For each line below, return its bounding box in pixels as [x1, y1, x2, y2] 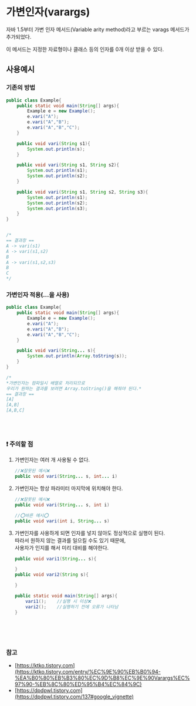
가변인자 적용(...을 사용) [6, 290, 69, 299]
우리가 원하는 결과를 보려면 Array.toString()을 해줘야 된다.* [6, 386, 142, 391]
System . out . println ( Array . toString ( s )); [27, 353, 127, 359]
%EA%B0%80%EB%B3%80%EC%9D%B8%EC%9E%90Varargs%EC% [14, 674, 190, 681]
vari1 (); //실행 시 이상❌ [25, 598, 91, 604]
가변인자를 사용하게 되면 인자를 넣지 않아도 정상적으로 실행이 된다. [14, 529, 165, 536]
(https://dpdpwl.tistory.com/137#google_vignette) [14, 693, 134, 700]
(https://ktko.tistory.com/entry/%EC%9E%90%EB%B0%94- [14, 668, 161, 675]
